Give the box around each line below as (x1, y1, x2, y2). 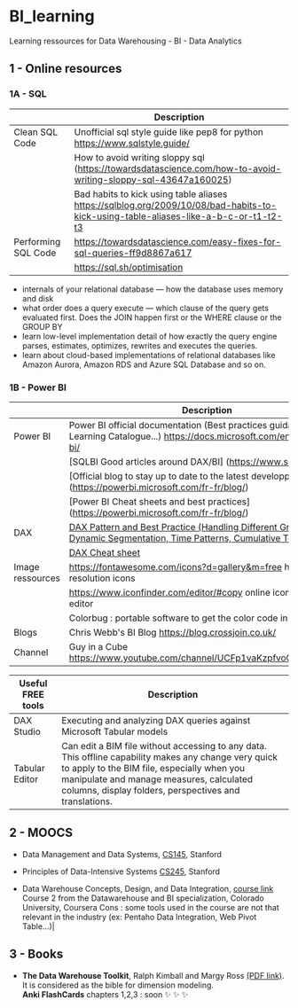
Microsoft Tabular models (61, 725, 169, 738)
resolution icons (68, 572, 136, 584)
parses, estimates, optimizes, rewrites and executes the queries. (21, 340, 258, 351)
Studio (13, 725, 42, 738)
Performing (13, 235, 61, 247)
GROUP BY (21, 321, 63, 332)
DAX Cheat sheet (68, 546, 140, 559)
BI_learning (9, 6, 95, 27)
